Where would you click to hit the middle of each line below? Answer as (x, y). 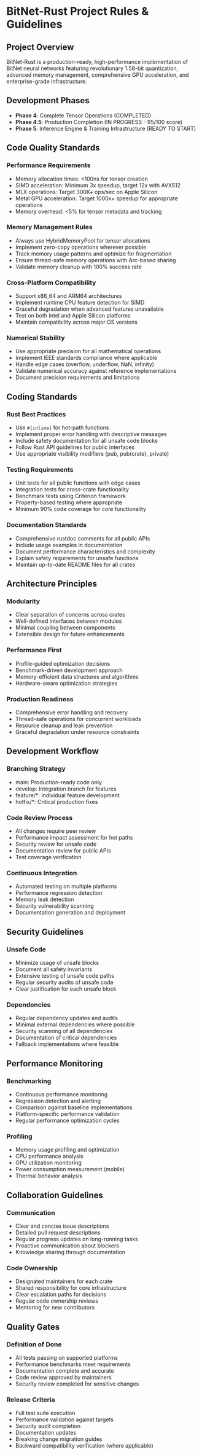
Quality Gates (33, 1327)
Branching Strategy (36, 769)
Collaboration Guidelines (55, 1195)
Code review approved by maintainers (63, 1377)
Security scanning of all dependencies (64, 1031)
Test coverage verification (48, 857)
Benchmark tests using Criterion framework (70, 496)
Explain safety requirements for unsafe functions (77, 558)
